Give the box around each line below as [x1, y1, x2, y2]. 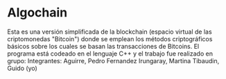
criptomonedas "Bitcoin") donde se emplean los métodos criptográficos [7, 34, 213, 43]
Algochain [7, 5, 68, 21]
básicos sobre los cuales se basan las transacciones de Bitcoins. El [7, 42, 200, 50]
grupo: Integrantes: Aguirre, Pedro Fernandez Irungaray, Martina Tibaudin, [7, 56, 220, 65]
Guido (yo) [7, 64, 38, 72]
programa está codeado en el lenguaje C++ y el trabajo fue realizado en [7, 49, 214, 58]
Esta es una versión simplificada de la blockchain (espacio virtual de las [7, 27, 213, 36]
